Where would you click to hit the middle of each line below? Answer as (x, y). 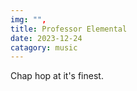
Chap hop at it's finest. (57, 76)
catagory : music (44, 47)
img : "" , (28, 19)
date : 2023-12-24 (46, 38)
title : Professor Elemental (69, 29)
